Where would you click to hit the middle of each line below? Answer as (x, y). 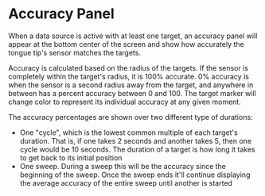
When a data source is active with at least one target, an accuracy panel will (133, 36)
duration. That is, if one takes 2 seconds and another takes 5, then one (136, 140)
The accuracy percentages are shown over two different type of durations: (131, 117)
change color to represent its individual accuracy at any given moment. (125, 102)
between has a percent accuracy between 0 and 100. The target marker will (132, 93)
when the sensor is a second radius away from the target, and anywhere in (131, 85)
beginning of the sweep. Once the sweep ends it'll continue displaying (135, 175)
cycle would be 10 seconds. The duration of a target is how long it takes (138, 149)
